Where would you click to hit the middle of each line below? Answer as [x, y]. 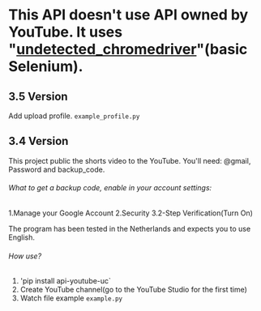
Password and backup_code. [57, 169]
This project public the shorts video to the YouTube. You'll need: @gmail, [130, 160]
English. [21, 237]
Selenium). [46, 67]
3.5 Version [38, 96]
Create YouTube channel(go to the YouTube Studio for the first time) [133, 290]
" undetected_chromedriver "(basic [128, 49]
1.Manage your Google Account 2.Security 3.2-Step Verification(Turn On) [131, 213]
